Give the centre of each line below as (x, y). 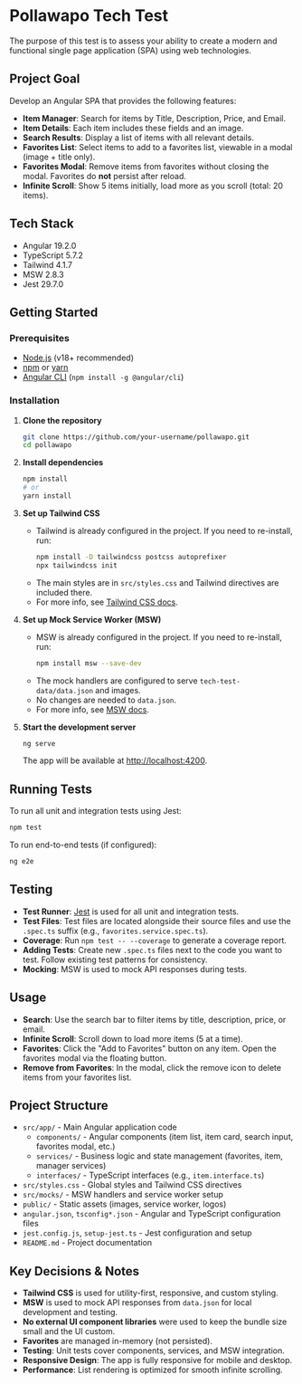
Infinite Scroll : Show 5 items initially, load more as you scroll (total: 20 (152, 186)
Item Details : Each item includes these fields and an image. (133, 128)
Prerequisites (39, 338)
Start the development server (79, 727)
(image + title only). (59, 157)
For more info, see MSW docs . (92, 709)
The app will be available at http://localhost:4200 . (115, 760)
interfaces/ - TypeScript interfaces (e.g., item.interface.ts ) (150, 1175)
